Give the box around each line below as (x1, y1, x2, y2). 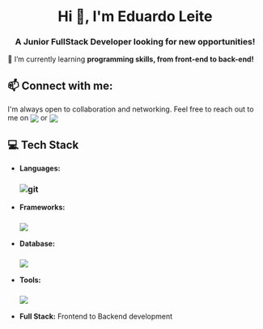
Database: (19, 238, 56, 248)
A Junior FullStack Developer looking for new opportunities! (15, 36, 256, 48)
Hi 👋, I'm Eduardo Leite (57, 7, 213, 26)
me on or (7, 113, 48, 123)
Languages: (19, 163, 61, 173)
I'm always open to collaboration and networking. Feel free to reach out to (7, 104, 254, 114)
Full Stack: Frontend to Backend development (19, 311, 173, 322)
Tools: (19, 275, 41, 285)
